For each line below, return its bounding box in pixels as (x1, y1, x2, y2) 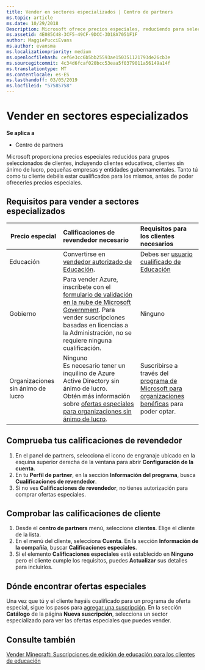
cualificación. (63, 343, 102, 352)
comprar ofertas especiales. (15, 490, 87, 498)
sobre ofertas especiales (63, 399, 134, 408)
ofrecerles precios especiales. (6, 178, 82, 186)
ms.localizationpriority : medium (6, 49, 92, 55)
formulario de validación (63, 290, 133, 299)
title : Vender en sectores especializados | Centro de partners (6, 9, 173, 15)
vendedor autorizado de (63, 257, 132, 266)
